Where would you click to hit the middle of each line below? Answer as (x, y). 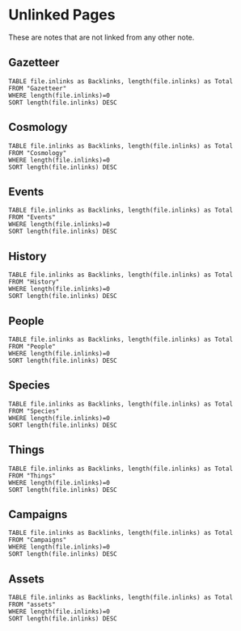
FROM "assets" (32, 605)
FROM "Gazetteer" (38, 88)
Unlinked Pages (62, 15)
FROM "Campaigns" (38, 540)
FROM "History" (34, 282)
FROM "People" (32, 347)
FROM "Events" (32, 217)
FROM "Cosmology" (38, 153)
